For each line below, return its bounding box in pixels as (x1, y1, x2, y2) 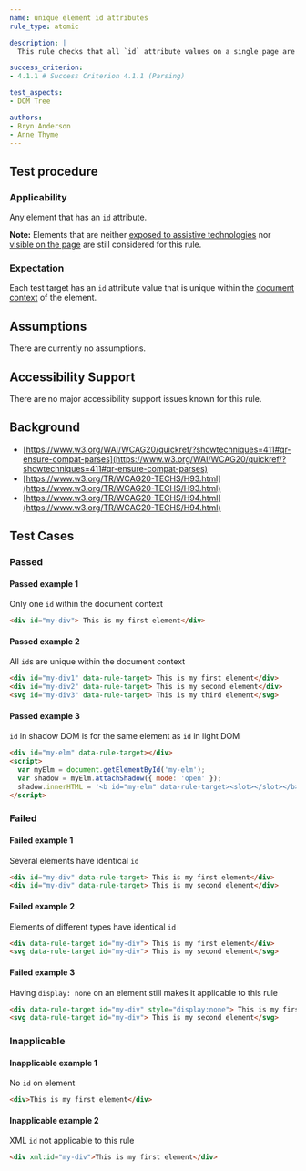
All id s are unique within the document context (9, 656, 186, 667)
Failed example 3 (9, 967, 76, 978)
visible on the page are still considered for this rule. (9, 239, 202, 251)
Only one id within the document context (9, 599, 164, 610)
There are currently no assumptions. (9, 343, 147, 354)
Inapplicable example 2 (9, 1115, 99, 1125)
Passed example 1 (9, 578, 79, 589)
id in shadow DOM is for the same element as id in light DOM (9, 731, 240, 742)
